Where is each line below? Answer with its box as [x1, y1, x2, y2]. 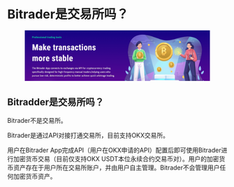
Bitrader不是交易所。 [7, 116, 68, 124]
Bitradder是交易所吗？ [7, 96, 105, 108]
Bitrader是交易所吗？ [7, 6, 129, 22]
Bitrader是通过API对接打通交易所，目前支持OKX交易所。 [7, 130, 170, 140]
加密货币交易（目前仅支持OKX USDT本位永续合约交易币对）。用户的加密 [13, 154, 219, 163]
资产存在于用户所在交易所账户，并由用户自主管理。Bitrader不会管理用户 [13, 163, 220, 172]
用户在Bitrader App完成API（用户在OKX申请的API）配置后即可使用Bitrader [7, 146, 221, 154]
